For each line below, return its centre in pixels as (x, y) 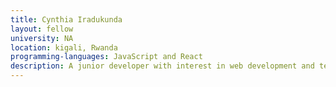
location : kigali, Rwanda (64, 47)
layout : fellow (42, 29)
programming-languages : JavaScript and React (106, 57)
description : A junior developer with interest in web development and (162, 66)
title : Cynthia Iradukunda (66, 19)
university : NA (42, 38)
